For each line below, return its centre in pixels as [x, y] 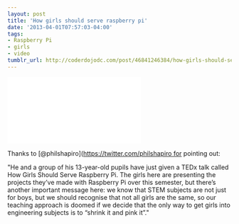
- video [19, 54]
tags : [15, 34]
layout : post [27, 14]
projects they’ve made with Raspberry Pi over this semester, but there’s [112, 182]
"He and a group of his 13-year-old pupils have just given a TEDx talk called [118, 167]
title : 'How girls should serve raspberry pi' [78, 21]
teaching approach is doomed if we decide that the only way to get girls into [119, 205]
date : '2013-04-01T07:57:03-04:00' [60, 27]
